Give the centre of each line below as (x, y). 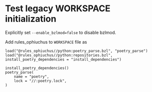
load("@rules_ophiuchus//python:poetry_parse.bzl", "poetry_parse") (76, 51)
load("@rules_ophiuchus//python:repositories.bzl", (59, 55)
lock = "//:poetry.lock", (40, 81)
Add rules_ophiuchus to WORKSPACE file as (46, 42)
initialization (31, 19)
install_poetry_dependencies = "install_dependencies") (63, 59)
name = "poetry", (32, 76)
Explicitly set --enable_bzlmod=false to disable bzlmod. (61, 32)
